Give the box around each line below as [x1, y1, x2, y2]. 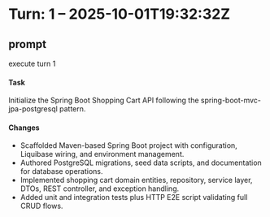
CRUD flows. [20, 201, 63, 211]
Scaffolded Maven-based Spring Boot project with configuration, [20, 141, 237, 150]
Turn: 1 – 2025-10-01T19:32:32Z [8, 5, 230, 24]
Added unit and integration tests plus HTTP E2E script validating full [20, 193, 248, 202]
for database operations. [20, 167, 103, 176]
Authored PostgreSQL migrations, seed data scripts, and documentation [20, 158, 262, 167]
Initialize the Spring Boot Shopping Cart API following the [8, 95, 199, 106]
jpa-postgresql [8, 104, 59, 114]
